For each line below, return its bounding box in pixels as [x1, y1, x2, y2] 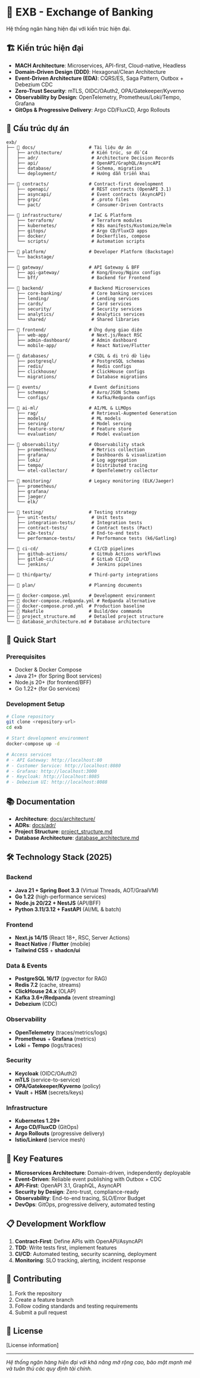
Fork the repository [14, 1289, 62, 1297]
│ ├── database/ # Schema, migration [6, 165, 143, 172]
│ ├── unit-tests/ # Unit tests [6, 515, 124, 520]
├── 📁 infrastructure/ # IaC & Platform [6, 212, 132, 218]
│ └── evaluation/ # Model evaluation [6, 431, 140, 437]
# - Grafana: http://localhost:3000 [6, 768, 97, 774]
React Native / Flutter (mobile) [14, 940, 91, 947]
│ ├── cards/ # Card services [6, 301, 132, 307]
